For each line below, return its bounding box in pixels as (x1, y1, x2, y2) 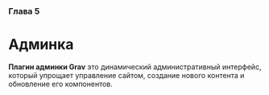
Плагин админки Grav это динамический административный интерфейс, (8, 62, 262, 72)
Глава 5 (8, 6, 40, 17)
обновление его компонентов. (8, 79, 113, 89)
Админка (8, 35, 74, 54)
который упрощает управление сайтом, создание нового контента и (8, 70, 245, 80)
